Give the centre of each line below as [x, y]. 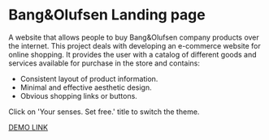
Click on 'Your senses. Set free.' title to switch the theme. [104, 112]
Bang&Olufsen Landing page [107, 15]
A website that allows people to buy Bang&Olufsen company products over [134, 37]
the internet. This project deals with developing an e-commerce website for [135, 45]
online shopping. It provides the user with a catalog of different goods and [133, 54]
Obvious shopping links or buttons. [79, 95]
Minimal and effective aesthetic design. [86, 87]
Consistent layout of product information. [89, 78]
